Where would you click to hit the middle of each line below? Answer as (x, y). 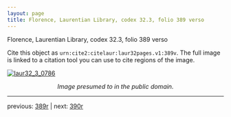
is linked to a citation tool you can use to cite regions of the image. (101, 60)
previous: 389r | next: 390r (45, 106)
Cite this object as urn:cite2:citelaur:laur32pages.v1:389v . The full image (114, 53)
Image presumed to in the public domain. (115, 86)
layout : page (26, 13)
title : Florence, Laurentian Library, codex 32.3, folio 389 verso (106, 20)
